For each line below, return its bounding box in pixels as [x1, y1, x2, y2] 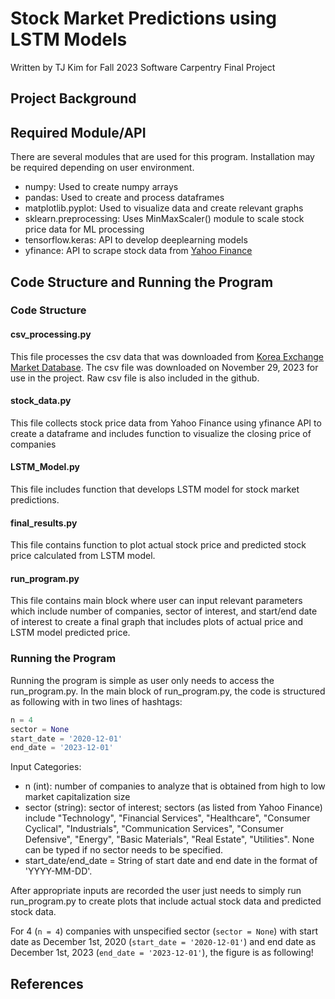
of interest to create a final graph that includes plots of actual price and [10, 616, 304, 628]
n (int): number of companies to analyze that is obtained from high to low [24, 780, 326, 792]
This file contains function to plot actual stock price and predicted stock [10, 539, 307, 551]
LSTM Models [10, 28, 128, 51]
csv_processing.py [10, 328, 92, 341]
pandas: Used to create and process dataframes [24, 192, 225, 204]
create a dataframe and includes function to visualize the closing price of [10, 427, 312, 439]
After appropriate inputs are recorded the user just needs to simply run [10, 885, 302, 897]
